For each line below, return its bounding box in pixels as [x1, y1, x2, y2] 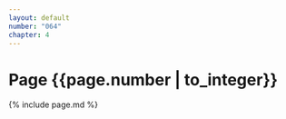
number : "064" [8, 22, 63, 31]
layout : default [8, 13, 70, 23]
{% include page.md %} [8, 99, 99, 110]
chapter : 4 [8, 30, 50, 39]
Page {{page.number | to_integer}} [8, 69, 279, 90]
